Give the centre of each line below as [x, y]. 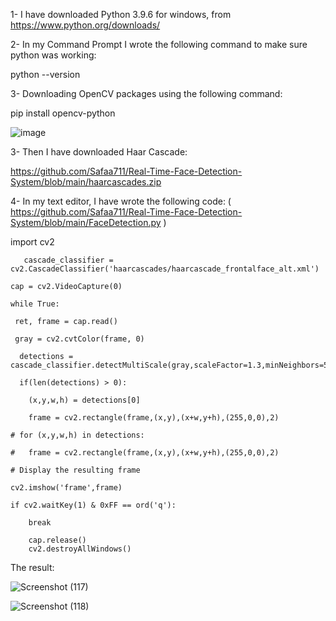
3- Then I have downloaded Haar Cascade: [99, 152]
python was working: [53, 55]
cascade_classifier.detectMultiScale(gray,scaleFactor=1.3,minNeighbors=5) [171, 365]
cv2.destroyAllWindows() [80, 549]
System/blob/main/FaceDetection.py [86, 222]
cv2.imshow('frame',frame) [66, 488]
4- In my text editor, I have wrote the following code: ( [121, 201]
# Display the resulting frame [75, 470]
